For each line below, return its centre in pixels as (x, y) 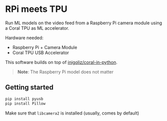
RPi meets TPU (36, 9)
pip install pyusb (24, 99)
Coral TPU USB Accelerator (41, 53)
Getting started (29, 88)
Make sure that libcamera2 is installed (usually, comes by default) (72, 113)
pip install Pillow (25, 103)
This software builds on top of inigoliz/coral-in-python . (61, 62)
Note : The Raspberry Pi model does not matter (65, 72)
